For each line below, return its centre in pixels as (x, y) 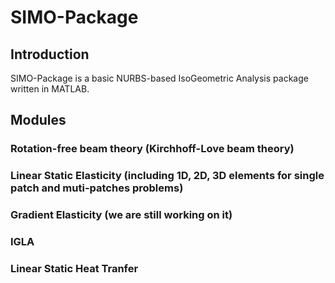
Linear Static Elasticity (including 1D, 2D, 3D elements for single (167, 176)
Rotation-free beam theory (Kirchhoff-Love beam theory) (152, 149)
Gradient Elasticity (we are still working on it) (121, 215)
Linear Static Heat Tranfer (74, 268)
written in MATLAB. (50, 89)
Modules (38, 120)
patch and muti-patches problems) (97, 188)
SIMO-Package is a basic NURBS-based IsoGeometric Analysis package (159, 78)
